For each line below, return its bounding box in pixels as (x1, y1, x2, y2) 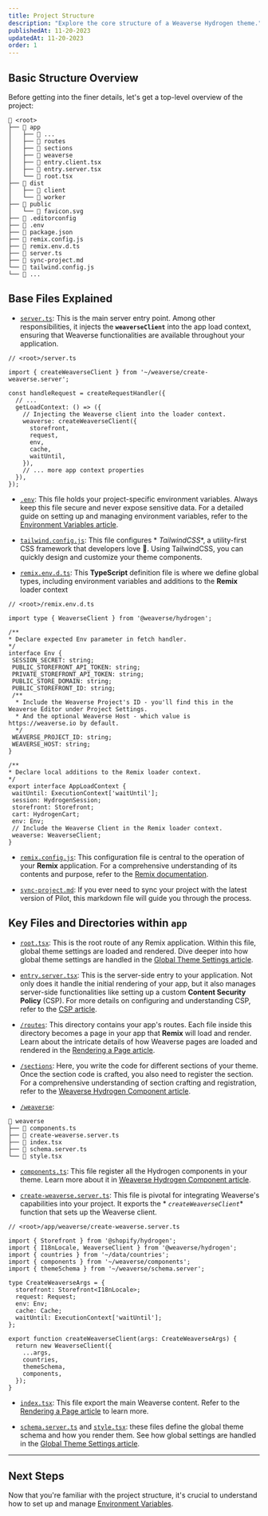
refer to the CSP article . (19, 1004, 97, 1014)
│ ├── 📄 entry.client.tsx (8, 158, 102, 166)
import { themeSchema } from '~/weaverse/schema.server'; (8, 1265, 205, 1273)
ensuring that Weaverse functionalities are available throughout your (19, 330, 245, 340)
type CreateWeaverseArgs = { (8, 1278, 105, 1286)
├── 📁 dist (8, 179, 45, 187)
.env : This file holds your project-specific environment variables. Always (19, 494, 258, 504)
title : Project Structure (8, 11, 94, 20)
